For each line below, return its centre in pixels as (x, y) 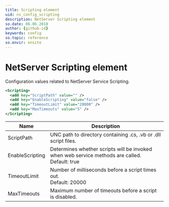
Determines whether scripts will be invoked (101, 149)
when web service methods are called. (96, 155)
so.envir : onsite (23, 43)
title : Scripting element (32, 10)
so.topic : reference (27, 38)
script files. (63, 141)
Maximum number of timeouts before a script (103, 190)
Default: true (65, 161)
